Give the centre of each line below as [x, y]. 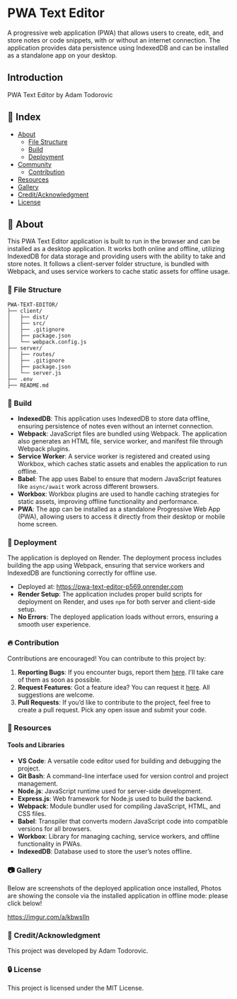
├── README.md [28, 385]
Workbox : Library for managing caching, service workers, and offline [118, 836]
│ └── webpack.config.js [47, 342]
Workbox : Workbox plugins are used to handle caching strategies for [118, 494]
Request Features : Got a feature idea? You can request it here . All [114, 687]
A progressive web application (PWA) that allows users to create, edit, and [116, 33]
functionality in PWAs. [50, 844]
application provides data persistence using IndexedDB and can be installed [118, 48]
